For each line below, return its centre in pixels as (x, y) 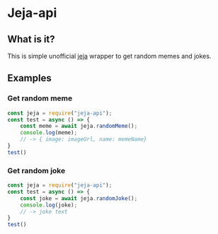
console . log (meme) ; (49, 133)
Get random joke (36, 170)
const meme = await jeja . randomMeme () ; (79, 126)
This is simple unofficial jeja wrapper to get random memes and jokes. (109, 56)
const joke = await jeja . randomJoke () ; (79, 198)
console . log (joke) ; (49, 205)
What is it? (31, 39)
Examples (29, 78)
